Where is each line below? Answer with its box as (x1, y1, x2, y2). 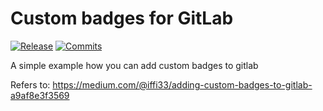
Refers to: (10, 78, 51, 91)
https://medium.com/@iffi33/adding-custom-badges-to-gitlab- (52, 78, 313, 91)
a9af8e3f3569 (10, 89, 70, 101)
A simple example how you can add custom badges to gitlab (10, 59, 259, 71)
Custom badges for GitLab (10, 7, 234, 30)
